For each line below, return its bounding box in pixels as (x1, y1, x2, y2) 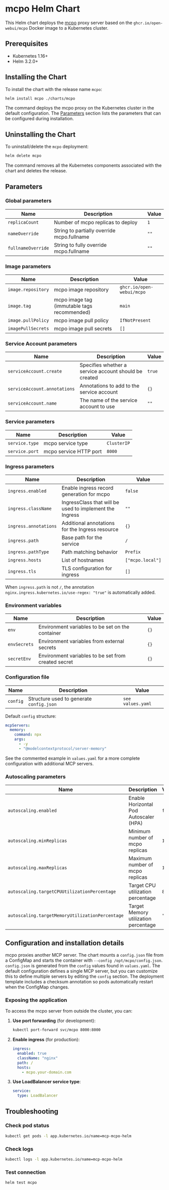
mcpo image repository (53, 286, 109, 293)
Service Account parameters (5, 340, 77, 347)
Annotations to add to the (79, 383, 140, 390)
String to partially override (53, 227, 116, 234)
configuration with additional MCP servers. (5, 760, 94, 767)
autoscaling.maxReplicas (8, 865, 67, 871)
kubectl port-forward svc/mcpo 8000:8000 (12, 1028, 101, 1033)
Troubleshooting (5, 1107, 59, 1116)
